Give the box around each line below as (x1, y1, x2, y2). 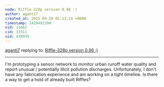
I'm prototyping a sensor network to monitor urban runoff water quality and (5, 61, 156, 67)
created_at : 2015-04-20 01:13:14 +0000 (5, 16, 86, 21)
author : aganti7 (5, 12, 38, 16)
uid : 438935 (5, 34, 29, 39)
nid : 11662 (5, 25, 27, 30)
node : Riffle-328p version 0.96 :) (5, 7, 78, 12)
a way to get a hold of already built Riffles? (5, 76, 91, 82)
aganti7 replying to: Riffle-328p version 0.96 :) (5, 47, 99, 53)
